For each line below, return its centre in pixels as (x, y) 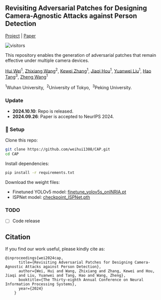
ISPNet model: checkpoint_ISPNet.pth (51, 197)
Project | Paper (20, 36)
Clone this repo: (22, 140)
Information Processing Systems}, (41, 284)
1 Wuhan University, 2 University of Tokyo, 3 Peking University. (69, 87)
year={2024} (31, 289)
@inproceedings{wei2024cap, (34, 258)
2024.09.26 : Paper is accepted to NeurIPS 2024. (63, 117)
